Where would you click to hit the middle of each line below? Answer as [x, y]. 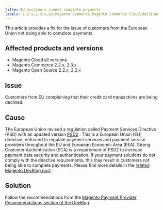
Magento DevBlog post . [29, 170]
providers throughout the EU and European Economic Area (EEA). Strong [78, 145]
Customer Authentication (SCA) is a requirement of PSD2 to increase [74, 150]
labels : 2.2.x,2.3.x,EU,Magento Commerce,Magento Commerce [66, 14]
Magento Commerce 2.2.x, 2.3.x [44, 65]
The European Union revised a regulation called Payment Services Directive [81, 129]
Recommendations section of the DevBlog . [48, 202]
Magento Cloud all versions [39, 60]
